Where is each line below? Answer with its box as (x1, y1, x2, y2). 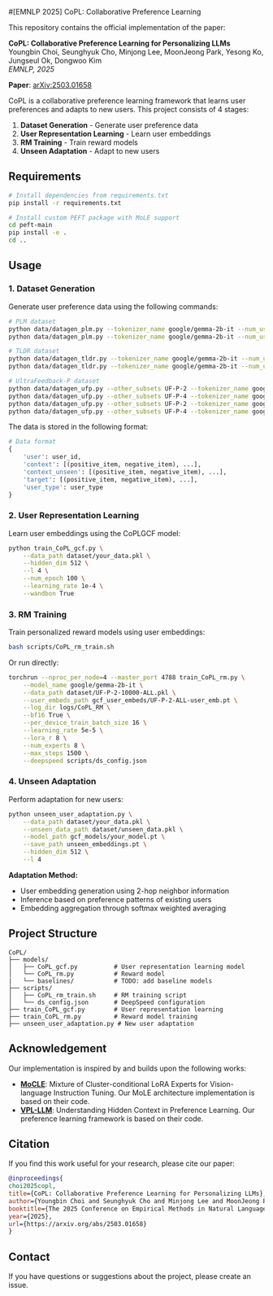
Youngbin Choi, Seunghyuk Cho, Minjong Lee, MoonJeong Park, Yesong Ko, (8, 47, 264, 56)
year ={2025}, (8, 1212, 53, 1220)
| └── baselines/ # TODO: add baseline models (8, 976, 213, 985)
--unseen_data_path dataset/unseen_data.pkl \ (23, 825, 184, 833)
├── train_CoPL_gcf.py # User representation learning (8, 1005, 223, 1014)
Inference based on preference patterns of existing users (19, 894, 212, 904)
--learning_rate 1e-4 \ (23, 582, 104, 591)
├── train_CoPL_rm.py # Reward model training (8, 1012, 198, 1020)
